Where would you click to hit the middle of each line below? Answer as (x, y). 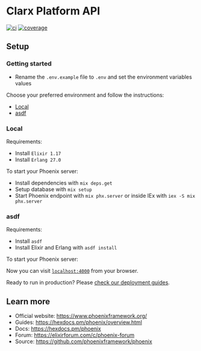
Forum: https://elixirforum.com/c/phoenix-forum (75, 335)
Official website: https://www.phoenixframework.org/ (81, 316)
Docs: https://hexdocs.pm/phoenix (58, 329)
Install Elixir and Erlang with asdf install (66, 248)
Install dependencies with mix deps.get (63, 183)
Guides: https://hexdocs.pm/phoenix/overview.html (79, 322)
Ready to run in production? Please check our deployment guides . (88, 282)
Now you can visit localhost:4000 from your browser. (72, 271)
